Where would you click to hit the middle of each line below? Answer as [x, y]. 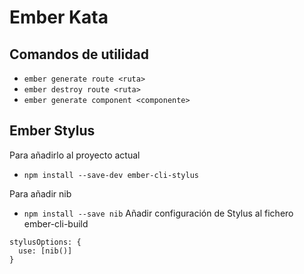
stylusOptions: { [45, 242]
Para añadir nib [40, 193]
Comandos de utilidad [79, 54]
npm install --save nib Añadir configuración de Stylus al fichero [158, 213]
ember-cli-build [56, 223]
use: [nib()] [45, 251]
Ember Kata [59, 17]
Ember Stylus [52, 131]
